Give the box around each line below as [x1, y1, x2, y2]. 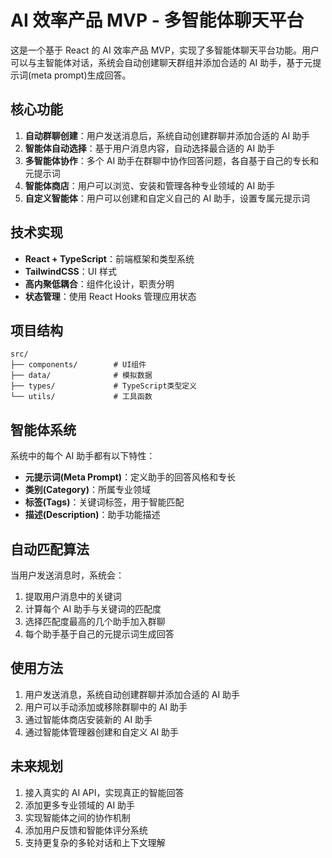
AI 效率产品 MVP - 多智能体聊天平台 [10, 9, 305, 32]
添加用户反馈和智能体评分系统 [24, 824, 148, 836]
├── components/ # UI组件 [10, 360, 147, 370]
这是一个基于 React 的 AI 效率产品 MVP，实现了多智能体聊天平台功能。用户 [10, 44, 320, 56]
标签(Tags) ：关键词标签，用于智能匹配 [24, 496, 185, 508]
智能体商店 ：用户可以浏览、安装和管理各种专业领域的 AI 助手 [24, 179, 276, 191]
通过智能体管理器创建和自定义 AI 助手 [24, 726, 180, 738]
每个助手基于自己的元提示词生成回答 [24, 628, 175, 640]
